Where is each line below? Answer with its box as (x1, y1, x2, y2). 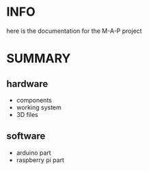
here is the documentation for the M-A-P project (6, 27, 142, 35)
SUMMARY (6, 51, 71, 66)
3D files (16, 110, 38, 118)
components (16, 96, 52, 104)
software (6, 131, 46, 142)
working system (16, 103, 62, 111)
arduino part (16, 148, 52, 157)
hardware (6, 78, 49, 90)
